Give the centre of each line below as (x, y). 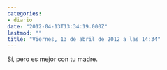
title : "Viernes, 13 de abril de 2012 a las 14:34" (84, 40)
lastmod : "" (24, 33)
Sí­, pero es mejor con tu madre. (52, 59)
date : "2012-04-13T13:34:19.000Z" (58, 26)
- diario (20, 20)
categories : (24, 14)
